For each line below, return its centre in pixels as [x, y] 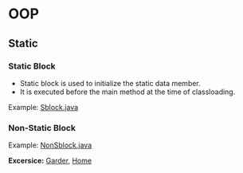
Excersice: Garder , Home [50, 161]
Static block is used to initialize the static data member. [110, 83]
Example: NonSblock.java [50, 145]
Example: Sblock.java [43, 107]
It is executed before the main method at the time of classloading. [127, 92]
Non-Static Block [42, 128]
